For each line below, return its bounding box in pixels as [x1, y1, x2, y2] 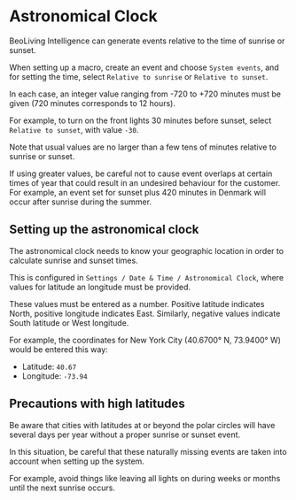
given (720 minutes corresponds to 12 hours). [9, 97, 175, 108]
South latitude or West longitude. [9, 317, 129, 328]
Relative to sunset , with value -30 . [9, 124, 139, 135]
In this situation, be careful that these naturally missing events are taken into [9, 446, 287, 457]
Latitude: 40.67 [21, 361, 77, 372]
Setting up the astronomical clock [9, 222, 199, 237]
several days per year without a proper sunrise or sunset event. [9, 429, 241, 440]
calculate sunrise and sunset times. [9, 255, 139, 265]
